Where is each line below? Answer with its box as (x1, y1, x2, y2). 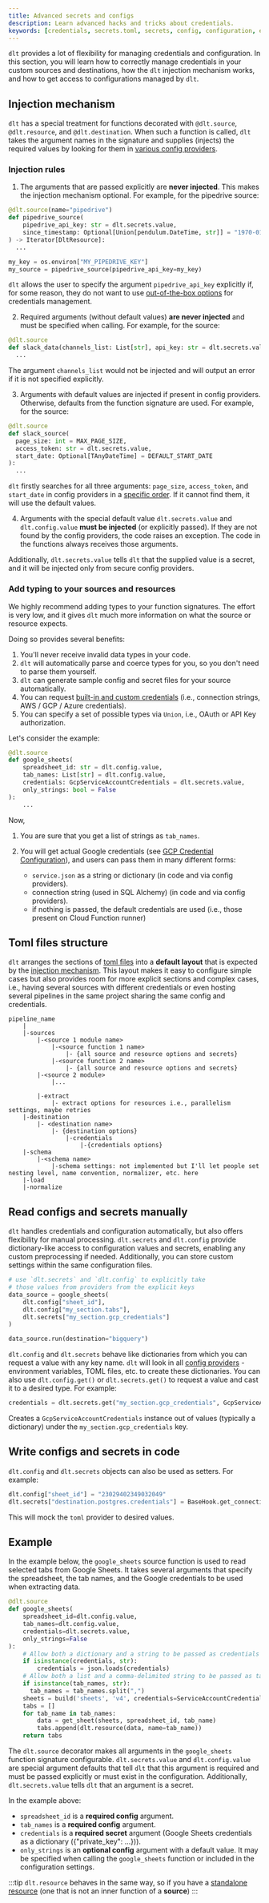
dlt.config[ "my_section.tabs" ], (22, 1306, 130, 1314)
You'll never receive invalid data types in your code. (19, 649, 191, 659)
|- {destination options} (50, 1127, 138, 1135)
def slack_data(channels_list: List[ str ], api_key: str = (8, 343, 206, 352)
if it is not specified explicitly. (8, 374, 104, 384)
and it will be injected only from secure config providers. (8, 564, 195, 573)
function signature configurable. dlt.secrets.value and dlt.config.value (8, 1755, 251, 1764)
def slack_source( (8, 429, 70, 437)
